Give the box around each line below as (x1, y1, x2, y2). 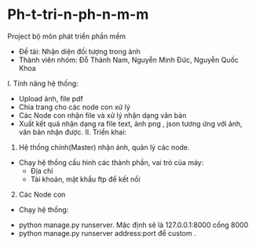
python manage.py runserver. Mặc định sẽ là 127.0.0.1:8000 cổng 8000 (18, 220, 249, 229)
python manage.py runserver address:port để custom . (18, 228, 197, 237)
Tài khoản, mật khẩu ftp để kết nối (30, 174, 141, 184)
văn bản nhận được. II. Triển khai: (18, 127, 127, 137)
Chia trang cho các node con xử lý (18, 102, 131, 112)
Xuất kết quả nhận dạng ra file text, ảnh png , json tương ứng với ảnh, (18, 119, 243, 128)
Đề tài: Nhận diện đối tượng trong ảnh (18, 46, 141, 56)
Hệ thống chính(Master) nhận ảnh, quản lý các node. (18, 142, 190, 152)
